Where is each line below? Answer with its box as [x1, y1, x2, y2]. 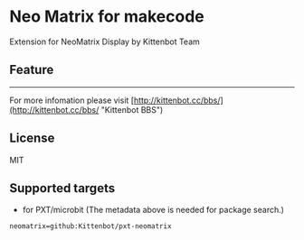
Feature [9, 62, 54, 78]
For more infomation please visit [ [9, 95, 134, 106]
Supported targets [9, 180, 116, 196]
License [9, 131, 55, 146]
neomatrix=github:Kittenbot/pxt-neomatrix [9, 222, 172, 231]
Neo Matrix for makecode [9, 6, 205, 27]
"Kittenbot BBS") [100, 104, 164, 115]
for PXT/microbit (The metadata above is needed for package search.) [22, 205, 285, 216]
